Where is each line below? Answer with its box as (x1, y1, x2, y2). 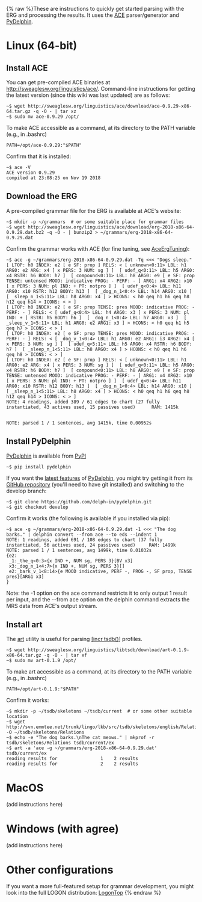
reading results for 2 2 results (6, 761, 138, 767)
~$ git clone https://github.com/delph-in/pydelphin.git (6, 499, 152, 505)
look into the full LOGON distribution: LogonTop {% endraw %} (6, 889, 161, 897)
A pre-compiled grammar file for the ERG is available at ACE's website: (6, 207, 182, 214)
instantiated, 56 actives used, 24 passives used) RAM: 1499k (6, 542, 176, 548)
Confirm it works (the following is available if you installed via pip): (6, 514, 171, 522)
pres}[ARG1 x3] (6, 574, 44, 580)
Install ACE (6, 63, 48, 73)
